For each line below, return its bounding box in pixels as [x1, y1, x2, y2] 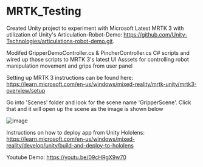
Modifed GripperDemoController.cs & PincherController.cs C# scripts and [6, 49, 190, 56]
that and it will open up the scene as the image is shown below [6, 105, 163, 112]
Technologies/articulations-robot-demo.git [6, 37, 113, 44]
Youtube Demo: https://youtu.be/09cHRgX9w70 [6, 154, 126, 161]
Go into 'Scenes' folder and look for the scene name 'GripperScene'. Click [6, 99, 191, 106]
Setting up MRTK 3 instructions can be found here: [6, 74, 134, 81]
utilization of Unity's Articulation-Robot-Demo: [6, 30, 123, 38]
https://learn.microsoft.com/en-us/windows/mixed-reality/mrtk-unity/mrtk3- [6, 80, 198, 88]
